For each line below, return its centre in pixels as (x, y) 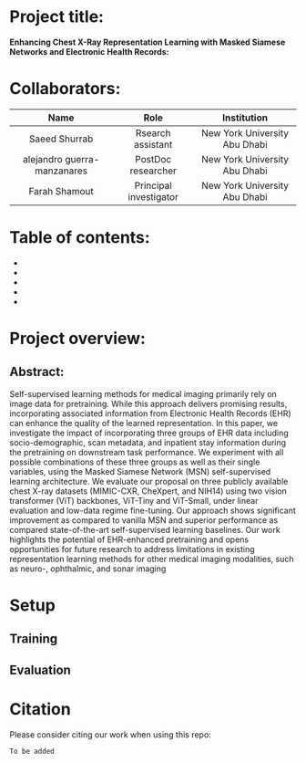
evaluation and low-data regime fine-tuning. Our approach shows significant (153, 510)
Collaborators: (65, 89)
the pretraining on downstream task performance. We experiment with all (147, 452)
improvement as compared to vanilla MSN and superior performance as (144, 520)
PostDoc (153, 159)
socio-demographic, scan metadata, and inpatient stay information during (148, 442)
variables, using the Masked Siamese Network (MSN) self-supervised (140, 471)
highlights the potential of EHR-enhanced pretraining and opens (129, 539)
